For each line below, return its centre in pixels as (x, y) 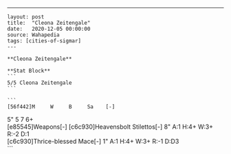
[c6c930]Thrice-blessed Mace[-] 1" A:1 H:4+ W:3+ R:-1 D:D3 (93, 141)
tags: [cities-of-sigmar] (44, 41)
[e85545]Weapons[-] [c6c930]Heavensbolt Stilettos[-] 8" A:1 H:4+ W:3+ (110, 127)
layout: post (26, 17)
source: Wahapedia (33, 35)
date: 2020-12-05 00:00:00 (49, 29)
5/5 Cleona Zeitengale (40, 83)
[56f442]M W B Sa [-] (61, 107)
